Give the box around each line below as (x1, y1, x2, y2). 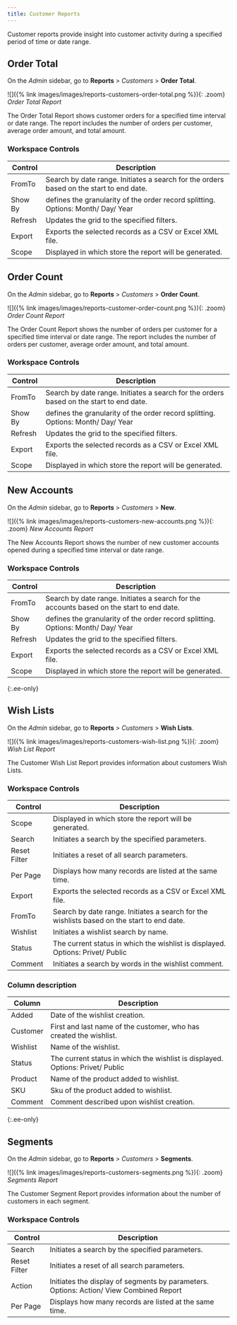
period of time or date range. (7, 37, 92, 46)
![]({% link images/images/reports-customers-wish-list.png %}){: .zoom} (7, 737, 219, 745)
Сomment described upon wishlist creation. (50, 1097, 195, 1107)
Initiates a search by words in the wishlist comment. (52, 959, 224, 969)
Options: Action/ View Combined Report (49, 1285, 182, 1295)
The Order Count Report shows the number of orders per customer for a (7, 325, 217, 333)
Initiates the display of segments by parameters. (49, 1277, 209, 1287)
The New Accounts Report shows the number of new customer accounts (7, 538, 219, 546)
